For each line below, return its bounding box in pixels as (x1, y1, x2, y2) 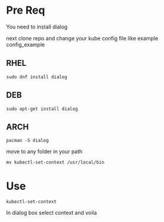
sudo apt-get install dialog (6, 106, 78, 112)
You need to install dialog (6, 23, 68, 30)
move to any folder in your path (6, 148, 83, 155)
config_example (6, 41, 45, 48)
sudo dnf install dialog (6, 74, 67, 80)
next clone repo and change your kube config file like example (6, 34, 159, 42)
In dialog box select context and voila (6, 209, 97, 217)
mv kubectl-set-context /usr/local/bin (6, 160, 105, 166)
